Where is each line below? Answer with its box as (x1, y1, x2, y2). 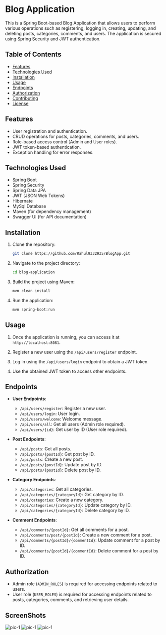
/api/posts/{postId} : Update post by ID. (19, 462, 103, 468)
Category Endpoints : (12, 477, 56, 483)
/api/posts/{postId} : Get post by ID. (19, 451, 95, 457)
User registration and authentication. (12, 128, 88, 134)
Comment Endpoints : (12, 517, 57, 523)
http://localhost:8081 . (12, 339, 61, 345)
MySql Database (12, 203, 46, 210)
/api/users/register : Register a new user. (19, 406, 107, 412)
